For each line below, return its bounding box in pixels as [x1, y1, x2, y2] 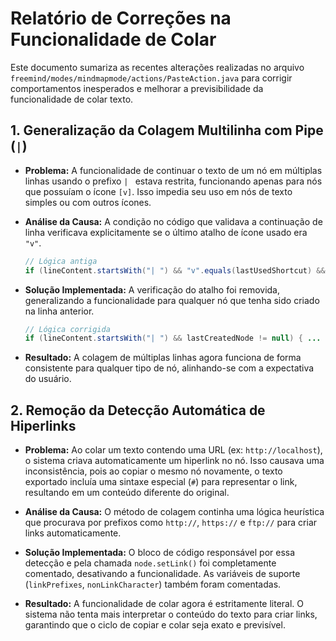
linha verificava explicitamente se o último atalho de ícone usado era [24, 226, 308, 238]
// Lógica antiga [24, 256, 98, 266]
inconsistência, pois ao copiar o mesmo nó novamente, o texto [24, 465, 283, 477]
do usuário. [24, 373, 72, 385]
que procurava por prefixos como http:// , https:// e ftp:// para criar [24, 517, 318, 529]
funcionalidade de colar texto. [10, 93, 134, 105]
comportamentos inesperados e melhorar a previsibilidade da [10, 82, 264, 94]
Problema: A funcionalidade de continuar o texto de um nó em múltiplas [24, 164, 323, 176]
